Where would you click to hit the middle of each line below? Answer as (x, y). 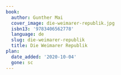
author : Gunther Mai (37, 18)
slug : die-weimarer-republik (48, 40)
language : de (28, 34)
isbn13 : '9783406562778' (43, 29)
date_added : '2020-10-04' (44, 57)
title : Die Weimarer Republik (49, 46)
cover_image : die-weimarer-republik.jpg (63, 23)
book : (12, 12)
